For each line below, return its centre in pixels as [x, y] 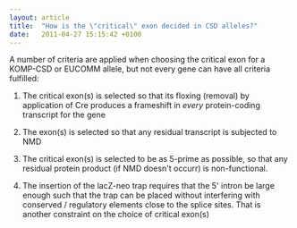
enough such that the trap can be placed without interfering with [141, 195]
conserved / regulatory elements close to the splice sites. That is [141, 205]
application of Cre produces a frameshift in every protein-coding [141, 106]
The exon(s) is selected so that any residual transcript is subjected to [149, 132]
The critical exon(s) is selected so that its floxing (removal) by [136, 96]
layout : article [39, 17]
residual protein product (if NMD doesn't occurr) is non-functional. [145, 169]
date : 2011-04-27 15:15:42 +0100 [76, 34]
